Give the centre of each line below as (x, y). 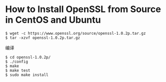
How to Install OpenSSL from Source (83, 9)
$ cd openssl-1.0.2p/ (28, 57)
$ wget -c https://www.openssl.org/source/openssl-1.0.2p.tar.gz (75, 33)
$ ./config (17, 61)
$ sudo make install (27, 75)
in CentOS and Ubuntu (53, 20)
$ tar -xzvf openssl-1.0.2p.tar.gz (43, 38)
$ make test (18, 70)
